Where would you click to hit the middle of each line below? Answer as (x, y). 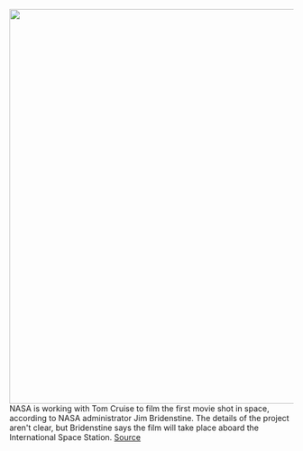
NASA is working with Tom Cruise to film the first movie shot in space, (140, 409)
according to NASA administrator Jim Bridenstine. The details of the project (150, 418)
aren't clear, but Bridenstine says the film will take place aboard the (134, 428)
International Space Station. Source (75, 437)
